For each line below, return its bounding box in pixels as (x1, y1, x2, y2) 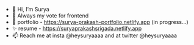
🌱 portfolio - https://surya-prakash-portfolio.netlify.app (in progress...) (12, 19, 189, 25)
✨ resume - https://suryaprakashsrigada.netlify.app (12, 25, 142, 32)
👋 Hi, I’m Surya (12, 6, 50, 13)
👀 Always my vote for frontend (12, 12, 89, 19)
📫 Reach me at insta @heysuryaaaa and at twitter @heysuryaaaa (12, 32, 178, 39)
